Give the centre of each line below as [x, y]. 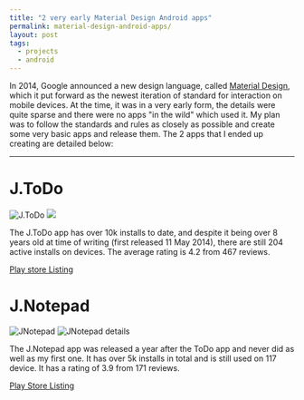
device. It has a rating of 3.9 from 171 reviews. [95, 367]
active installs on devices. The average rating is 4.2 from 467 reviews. [140, 251]
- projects [38, 52]
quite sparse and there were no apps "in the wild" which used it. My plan [145, 115]
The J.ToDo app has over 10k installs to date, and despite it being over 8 [144, 232]
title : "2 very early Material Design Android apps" [111, 18]
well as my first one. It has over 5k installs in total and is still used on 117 [143, 358]
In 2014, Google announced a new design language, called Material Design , [150, 86]
